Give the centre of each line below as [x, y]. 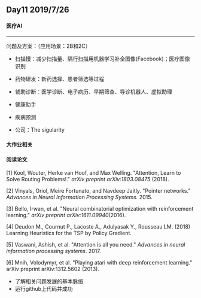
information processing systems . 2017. [54, 251]
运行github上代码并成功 [44, 289]
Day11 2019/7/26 [38, 10]
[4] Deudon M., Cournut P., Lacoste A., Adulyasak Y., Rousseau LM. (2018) [98, 227]
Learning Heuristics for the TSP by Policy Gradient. [69, 233]
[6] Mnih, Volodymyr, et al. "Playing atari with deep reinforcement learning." [99, 263]
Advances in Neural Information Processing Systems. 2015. [79, 197]
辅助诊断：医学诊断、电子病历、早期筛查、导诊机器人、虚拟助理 [93, 92]
